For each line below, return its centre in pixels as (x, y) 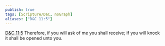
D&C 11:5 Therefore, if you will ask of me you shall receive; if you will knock (82, 33)
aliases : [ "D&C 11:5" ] (29, 19)
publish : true (20, 10)
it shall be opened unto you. (34, 38)
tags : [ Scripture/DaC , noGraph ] (39, 14)
